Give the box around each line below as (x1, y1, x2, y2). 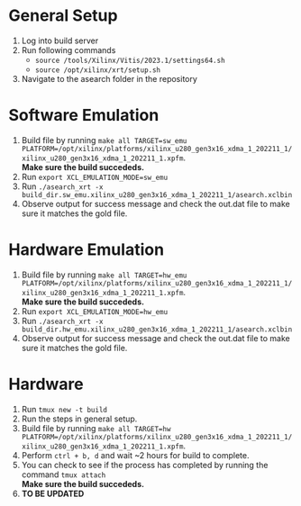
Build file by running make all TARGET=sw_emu (21, 134, 187, 145)
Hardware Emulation (8, 239, 164, 260)
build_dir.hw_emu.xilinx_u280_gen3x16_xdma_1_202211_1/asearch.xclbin (21, 325, 293, 334)
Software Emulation (8, 105, 160, 126)
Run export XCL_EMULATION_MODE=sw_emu (21, 171, 169, 182)
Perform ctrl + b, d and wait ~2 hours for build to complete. (21, 449, 250, 460)
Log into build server (21, 35, 99, 46)
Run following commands (21, 44, 116, 55)
